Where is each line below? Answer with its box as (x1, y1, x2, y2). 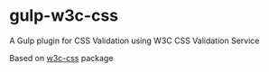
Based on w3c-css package (9, 52, 114, 63)
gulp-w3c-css (9, 5, 119, 26)
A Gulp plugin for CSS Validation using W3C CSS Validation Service (9, 35, 260, 46)
